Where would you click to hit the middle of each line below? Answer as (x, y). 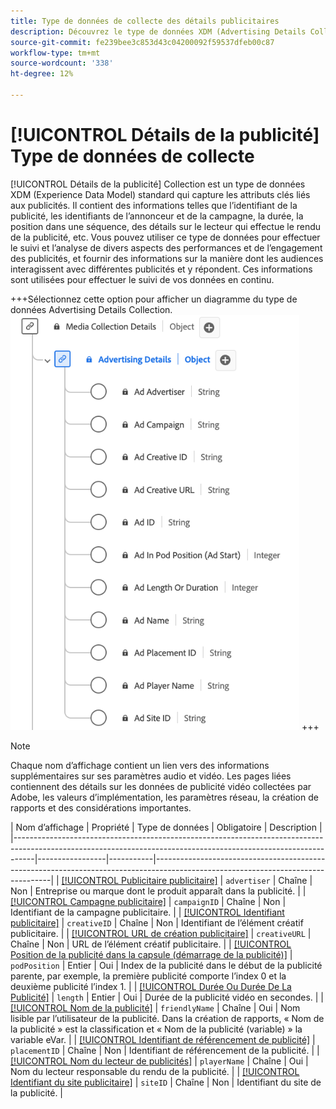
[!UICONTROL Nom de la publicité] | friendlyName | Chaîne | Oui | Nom (155, 1007)
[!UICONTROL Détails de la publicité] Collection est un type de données (158, 184)
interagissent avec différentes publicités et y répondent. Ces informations (161, 269)
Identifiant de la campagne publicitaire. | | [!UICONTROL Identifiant (147, 912)
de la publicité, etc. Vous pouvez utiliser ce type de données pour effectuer (165, 237)
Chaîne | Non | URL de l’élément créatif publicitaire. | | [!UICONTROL (151, 944)
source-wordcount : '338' (62, 63)
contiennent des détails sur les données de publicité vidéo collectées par (161, 786)
